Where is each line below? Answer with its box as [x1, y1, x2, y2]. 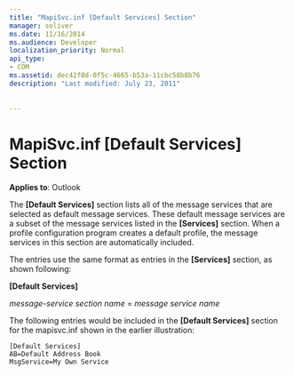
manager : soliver [9, 21, 74, 30]
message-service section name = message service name [9, 299, 220, 309]
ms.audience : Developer [9, 37, 98, 47]
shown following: [9, 264, 72, 275]
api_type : [9, 54, 46, 63]
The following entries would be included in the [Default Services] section [9, 315, 278, 326]
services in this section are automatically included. [9, 237, 195, 248]
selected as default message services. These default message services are [9, 209, 286, 219]
